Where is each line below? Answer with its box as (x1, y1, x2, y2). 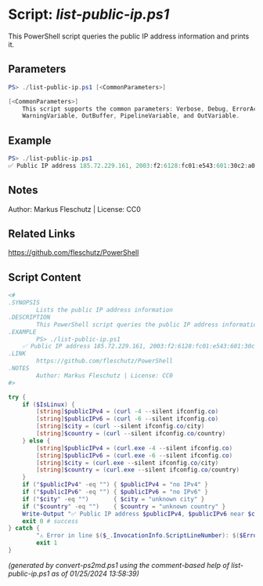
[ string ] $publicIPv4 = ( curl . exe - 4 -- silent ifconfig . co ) (36, 444, 233, 452)
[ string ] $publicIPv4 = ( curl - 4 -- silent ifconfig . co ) (36, 408, 219, 416)
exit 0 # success (22, 517, 79, 525)
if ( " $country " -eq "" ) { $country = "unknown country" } (22, 502, 226, 511)
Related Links (8, 227, 76, 241)
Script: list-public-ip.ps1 (8, 5, 170, 24)
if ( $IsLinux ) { (22, 400, 76, 409)
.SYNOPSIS (8, 299, 41, 307)
